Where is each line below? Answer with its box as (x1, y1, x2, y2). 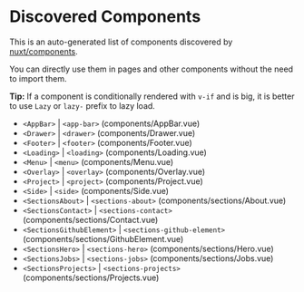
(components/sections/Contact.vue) (22, 214, 159, 225)
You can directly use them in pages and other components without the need (9, 63, 293, 74)
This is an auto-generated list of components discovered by (9, 36, 233, 47)
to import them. (9, 73, 67, 83)
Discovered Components (9, 6, 201, 27)
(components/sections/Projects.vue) (22, 272, 160, 283)
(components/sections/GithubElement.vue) (22, 233, 184, 244)
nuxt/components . (9, 45, 79, 56)
